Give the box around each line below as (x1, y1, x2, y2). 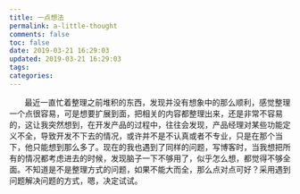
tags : (9, 63, 29, 72)
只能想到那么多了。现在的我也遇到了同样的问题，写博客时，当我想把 (32, 141, 283, 152)
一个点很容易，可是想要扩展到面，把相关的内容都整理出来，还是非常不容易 (9, 108, 283, 119)
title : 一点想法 (9, 13, 64, 22)
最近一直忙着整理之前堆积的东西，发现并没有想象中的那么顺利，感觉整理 (24, 97, 291, 107)
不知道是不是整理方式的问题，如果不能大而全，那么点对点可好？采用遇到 (24, 164, 291, 174)
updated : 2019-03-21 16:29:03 (9, 55, 122, 63)
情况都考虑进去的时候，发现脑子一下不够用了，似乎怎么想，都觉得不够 (24, 153, 283, 164)
